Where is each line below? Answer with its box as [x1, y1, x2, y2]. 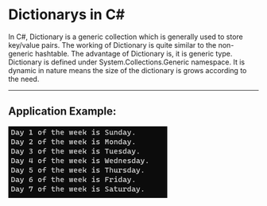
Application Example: [8, 105, 117, 119]
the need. [8, 74, 40, 84]
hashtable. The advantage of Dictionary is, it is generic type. [34, 49, 233, 58]
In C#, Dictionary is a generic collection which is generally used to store [8, 32, 244, 41]
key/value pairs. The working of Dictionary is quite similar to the [8, 40, 217, 49]
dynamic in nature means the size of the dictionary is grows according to [8, 65, 247, 75]
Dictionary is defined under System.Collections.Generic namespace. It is [8, 57, 245, 67]
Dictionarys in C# [8, 6, 126, 24]
